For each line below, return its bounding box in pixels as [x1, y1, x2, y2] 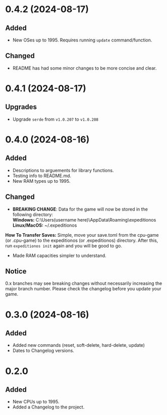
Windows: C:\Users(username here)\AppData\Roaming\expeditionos [12, 217, 156, 223]
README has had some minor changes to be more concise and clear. [12, 65, 157, 71]
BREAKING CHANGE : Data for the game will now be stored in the [12, 206, 148, 212]
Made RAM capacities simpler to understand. [12, 252, 107, 258]
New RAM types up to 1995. [12, 178, 71, 184]
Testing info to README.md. [12, 173, 72, 179]
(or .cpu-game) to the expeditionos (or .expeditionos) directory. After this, [5, 237, 158, 243]
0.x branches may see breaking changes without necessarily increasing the [5, 280, 162, 286]
